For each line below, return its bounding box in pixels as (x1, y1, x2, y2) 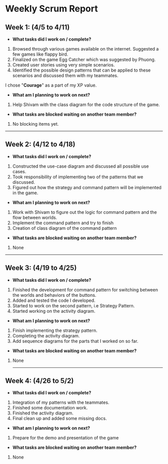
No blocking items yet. (12, 121, 59, 127)
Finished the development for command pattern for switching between (12, 286, 158, 293)
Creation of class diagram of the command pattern (12, 225, 117, 231)
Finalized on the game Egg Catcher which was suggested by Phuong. (12, 57, 156, 63)
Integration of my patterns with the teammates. (12, 399, 109, 405)
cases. (12, 168, 26, 174)
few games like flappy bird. (12, 51, 68, 57)
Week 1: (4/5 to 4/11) (5, 23, 70, 32)
